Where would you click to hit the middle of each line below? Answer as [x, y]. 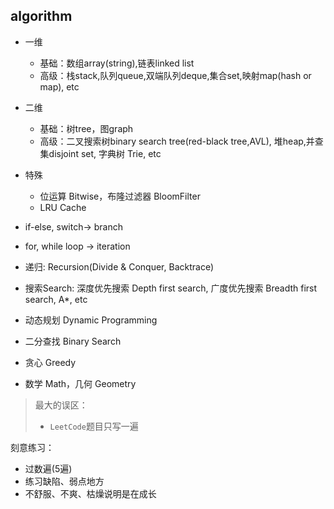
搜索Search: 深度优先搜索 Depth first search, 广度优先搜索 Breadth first [171, 288]
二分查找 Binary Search [73, 341]
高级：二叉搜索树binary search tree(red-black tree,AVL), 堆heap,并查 [181, 141]
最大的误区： [61, 405]
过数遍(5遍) [48, 468]
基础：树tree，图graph [86, 128]
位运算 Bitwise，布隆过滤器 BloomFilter [120, 196]
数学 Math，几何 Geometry [80, 383]
